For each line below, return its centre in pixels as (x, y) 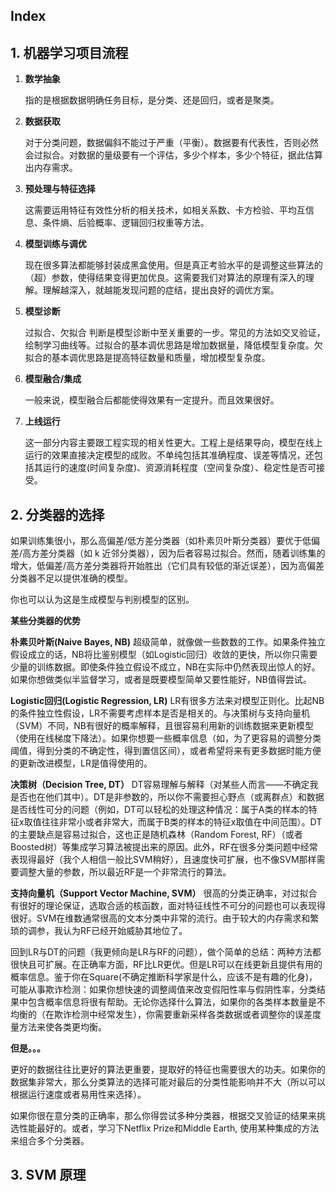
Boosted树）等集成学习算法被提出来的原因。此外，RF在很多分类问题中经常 (164, 847)
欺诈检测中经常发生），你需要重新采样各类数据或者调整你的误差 (183, 1015)
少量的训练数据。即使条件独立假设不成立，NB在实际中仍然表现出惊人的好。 (165, 667)
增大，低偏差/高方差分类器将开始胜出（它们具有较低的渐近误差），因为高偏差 (167, 566)
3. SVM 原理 (48, 1175)
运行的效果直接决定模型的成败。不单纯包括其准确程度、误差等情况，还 (169, 455)
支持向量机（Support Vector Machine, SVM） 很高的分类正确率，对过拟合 (164, 893)
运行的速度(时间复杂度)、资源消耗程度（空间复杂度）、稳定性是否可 (179, 468)
